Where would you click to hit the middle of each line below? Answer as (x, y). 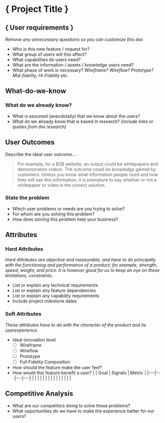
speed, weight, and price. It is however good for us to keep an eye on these (82, 270)
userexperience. (22, 330)
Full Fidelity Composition (45, 362)
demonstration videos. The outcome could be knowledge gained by (86, 169)
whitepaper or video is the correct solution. (61, 185)
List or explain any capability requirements (56, 296)
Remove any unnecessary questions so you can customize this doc (74, 39)
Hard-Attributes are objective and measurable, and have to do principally (81, 260)
